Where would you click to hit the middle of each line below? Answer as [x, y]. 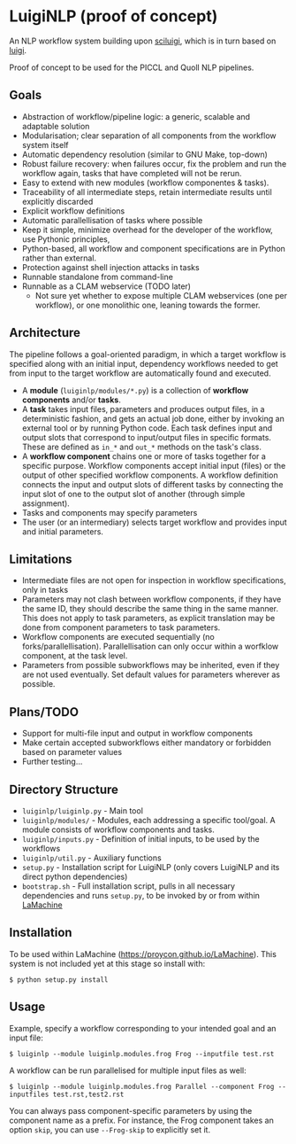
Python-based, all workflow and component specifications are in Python [153, 248]
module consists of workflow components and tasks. [118, 829]
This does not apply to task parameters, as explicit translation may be [148, 619]
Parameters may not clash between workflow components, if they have [152, 599]
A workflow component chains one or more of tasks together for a [144, 456]
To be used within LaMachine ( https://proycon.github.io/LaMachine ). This [143, 953]
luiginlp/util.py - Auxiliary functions [91, 858]
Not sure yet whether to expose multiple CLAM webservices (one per [161, 295]
